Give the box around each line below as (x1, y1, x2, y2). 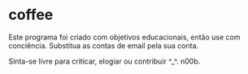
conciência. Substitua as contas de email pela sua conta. (8, 40, 199, 50)
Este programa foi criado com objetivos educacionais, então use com (8, 32, 241, 42)
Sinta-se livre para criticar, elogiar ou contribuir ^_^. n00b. (8, 56, 201, 66)
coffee (8, 6, 54, 24)
